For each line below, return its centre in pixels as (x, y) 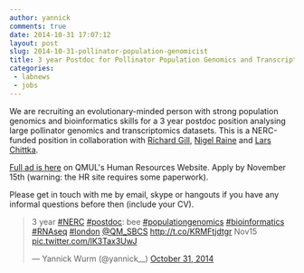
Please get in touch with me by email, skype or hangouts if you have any (144, 194)
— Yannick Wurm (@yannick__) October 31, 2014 (123, 258)
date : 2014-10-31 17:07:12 (60, 34)
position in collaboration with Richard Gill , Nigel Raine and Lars (154, 140)
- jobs (26, 85)
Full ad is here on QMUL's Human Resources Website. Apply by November (148, 167)
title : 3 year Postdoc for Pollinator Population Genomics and (131, 60)
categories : (32, 69)
